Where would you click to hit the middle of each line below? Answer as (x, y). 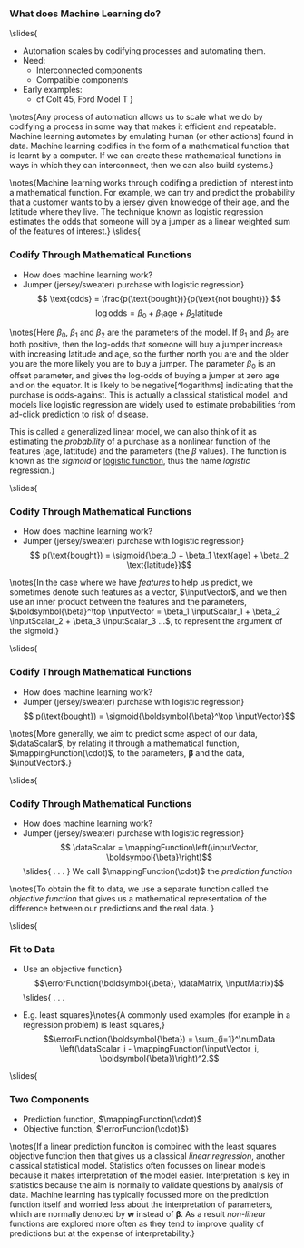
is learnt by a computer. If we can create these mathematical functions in (146, 156)
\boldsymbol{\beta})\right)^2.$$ (159, 1059)
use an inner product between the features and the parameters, (128, 602)
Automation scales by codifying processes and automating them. (144, 51)
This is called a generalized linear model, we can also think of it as (133, 431)
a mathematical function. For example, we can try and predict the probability (152, 193)
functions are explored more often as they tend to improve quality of (137, 1224)
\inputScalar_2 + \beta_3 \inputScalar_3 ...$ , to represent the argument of (146, 621)
